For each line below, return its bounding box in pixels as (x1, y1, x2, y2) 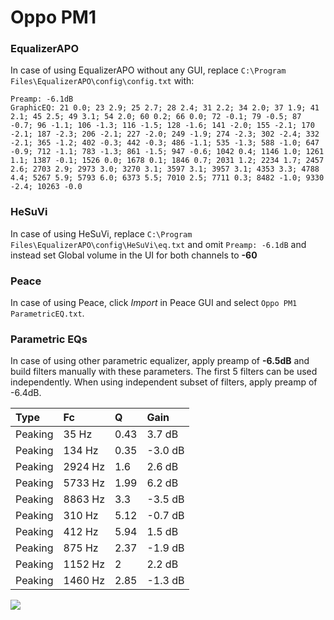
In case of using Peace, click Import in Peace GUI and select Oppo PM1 (10, 297, 298, 309)
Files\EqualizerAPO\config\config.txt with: (10, 75, 195, 87)
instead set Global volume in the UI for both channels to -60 (10, 249, 258, 261)
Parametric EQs (10, 332, 88, 346)
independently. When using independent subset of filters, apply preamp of (10, 376, 318, 388)
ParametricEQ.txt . (10, 307, 85, 320)
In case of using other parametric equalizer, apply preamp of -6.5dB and (10, 355, 310, 367)
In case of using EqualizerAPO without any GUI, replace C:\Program (10, 64, 287, 76)
